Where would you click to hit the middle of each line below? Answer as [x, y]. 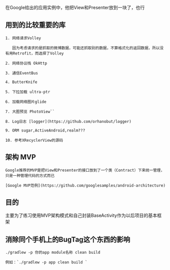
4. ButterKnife [21, 82]
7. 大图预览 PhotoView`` [30, 112]
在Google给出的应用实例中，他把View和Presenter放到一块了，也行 [75, 7]
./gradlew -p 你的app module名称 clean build [53, 253]
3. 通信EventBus [22, 73]
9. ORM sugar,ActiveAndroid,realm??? [45, 130]
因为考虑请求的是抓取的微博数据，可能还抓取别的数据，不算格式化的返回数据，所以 [86, 48]
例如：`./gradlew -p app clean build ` [46, 262]
